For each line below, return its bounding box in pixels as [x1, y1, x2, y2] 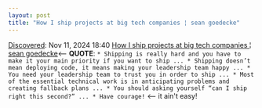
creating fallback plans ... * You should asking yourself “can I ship [8, 84, 247, 92]
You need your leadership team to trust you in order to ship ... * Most [8, 70, 255, 78]
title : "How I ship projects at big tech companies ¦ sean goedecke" [8, 19, 241, 27]
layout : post [8, 11, 51, 20]
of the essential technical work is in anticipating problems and [8, 77, 230, 85]
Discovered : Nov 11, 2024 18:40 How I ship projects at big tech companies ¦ [8, 40, 252, 49]
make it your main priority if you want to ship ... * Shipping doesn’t [8, 56, 251, 65]
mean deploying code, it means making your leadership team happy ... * [8, 63, 251, 71]
